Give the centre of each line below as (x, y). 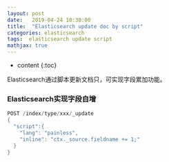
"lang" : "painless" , (49, 133)
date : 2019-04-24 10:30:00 (49, 20)
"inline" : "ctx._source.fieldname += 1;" (80, 139)
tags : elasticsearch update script (60, 39)
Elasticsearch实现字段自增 (52, 99)
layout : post (26, 13)
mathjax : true (28, 45)
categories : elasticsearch (46, 33)
